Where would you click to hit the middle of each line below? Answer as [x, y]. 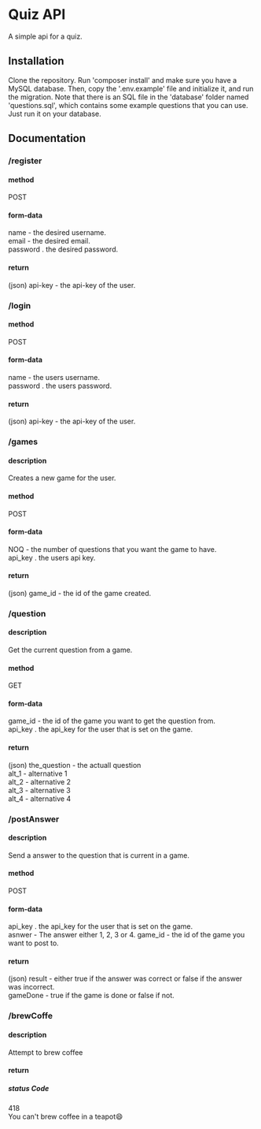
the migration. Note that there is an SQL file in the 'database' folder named [129, 97]
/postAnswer [34, 819]
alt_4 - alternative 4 [40, 799]
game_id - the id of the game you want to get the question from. [112, 721]
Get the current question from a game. [70, 650]
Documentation [47, 138]
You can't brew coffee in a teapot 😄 [66, 1116]
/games [23, 442]
